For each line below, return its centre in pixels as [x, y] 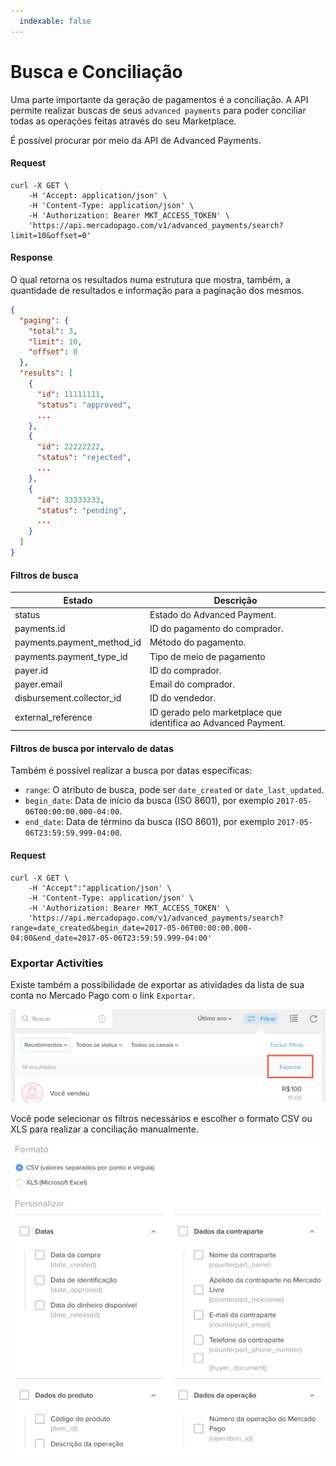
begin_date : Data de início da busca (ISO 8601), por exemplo [149, 801]
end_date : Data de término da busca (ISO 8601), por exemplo [149, 822]
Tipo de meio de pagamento [207, 656]
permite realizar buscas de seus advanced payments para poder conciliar [158, 110]
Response [31, 257]
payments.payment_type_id [71, 656]
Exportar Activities [57, 963]
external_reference [53, 717]
